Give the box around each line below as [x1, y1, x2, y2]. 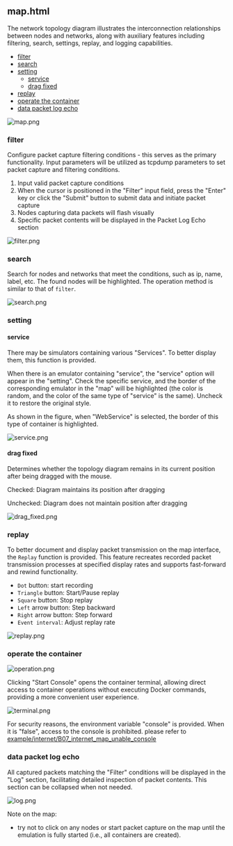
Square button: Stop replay [17, 596, 93, 605]
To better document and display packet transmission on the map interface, [7, 545, 221, 554]
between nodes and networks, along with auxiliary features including [7, 31, 205, 40]
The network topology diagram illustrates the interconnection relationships [7, 24, 221, 32]
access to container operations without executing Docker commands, [7, 685, 207, 694]
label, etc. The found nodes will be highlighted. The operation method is [7, 278, 214, 286]
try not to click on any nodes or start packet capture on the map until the [17, 823, 225, 831]
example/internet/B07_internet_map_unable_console [7, 735, 156, 743]
